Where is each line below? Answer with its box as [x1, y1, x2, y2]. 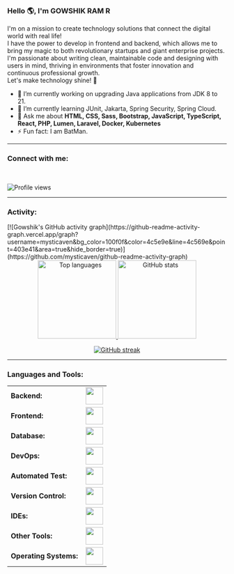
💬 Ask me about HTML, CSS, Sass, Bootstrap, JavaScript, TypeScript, [17, 112, 221, 121]
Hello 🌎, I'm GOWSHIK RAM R [7, 6, 111, 15]
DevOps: [10, 451, 40, 461]
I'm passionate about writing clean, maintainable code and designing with [7, 54, 219, 63]
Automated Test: [10, 471, 68, 481]
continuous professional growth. [7, 69, 100, 77]
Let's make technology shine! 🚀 [7, 76, 97, 85]
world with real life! [7, 32, 62, 40]
